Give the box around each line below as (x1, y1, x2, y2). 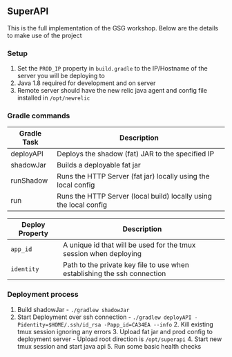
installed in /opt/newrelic (17, 93, 90, 102)
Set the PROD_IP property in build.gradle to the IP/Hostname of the (17, 64, 209, 73)
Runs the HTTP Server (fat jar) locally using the (57, 172, 210, 181)
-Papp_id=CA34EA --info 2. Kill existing (104, 320, 214, 328)
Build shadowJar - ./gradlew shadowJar (17, 305, 130, 313)
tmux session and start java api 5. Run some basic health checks (17, 342, 202, 350)
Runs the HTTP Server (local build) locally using (57, 192, 213, 201)
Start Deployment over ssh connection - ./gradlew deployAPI (17, 313, 192, 321)
